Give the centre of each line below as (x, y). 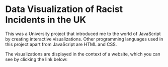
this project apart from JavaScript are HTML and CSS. (61, 44)
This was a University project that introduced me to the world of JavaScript (83, 33)
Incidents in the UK (46, 20)
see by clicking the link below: (36, 59)
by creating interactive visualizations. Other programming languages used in (84, 39)
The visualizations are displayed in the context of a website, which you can (83, 54)
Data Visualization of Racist (64, 9)
